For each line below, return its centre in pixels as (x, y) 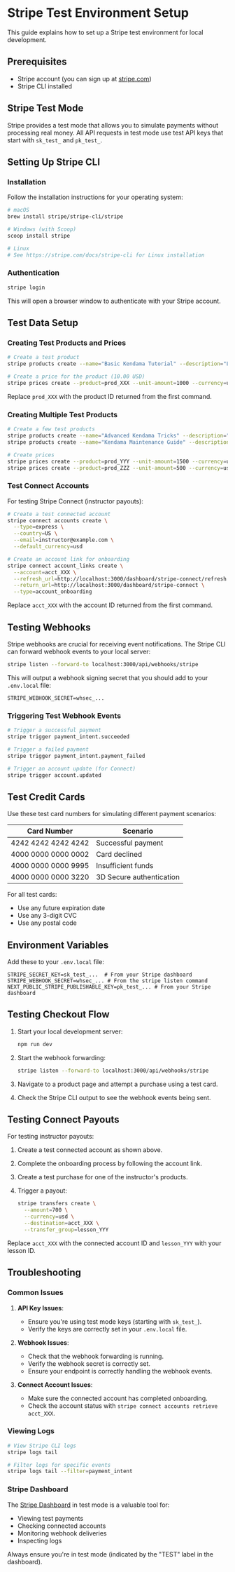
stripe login (26, 287)
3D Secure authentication (138, 877)
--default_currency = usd (48, 547)
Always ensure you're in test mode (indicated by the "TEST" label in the (110, 1554)
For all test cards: (32, 895)
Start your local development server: (70, 1031)
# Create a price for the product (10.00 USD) (76, 377)
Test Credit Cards (46, 797)
